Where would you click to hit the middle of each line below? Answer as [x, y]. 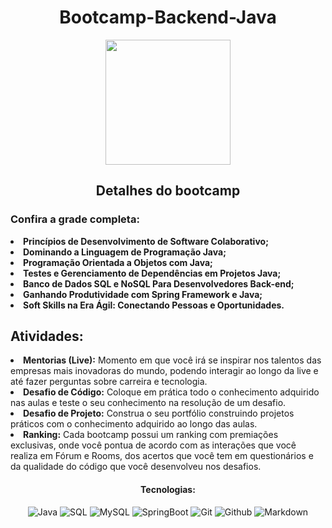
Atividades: [47, 336]
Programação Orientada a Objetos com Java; [118, 262]
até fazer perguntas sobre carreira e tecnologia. [109, 382]
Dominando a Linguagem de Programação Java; [125, 252]
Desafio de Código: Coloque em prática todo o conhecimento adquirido [171, 392]
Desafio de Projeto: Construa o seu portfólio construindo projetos [159, 413]
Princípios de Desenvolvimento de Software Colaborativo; [146, 241]
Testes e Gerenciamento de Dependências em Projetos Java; [152, 273]
